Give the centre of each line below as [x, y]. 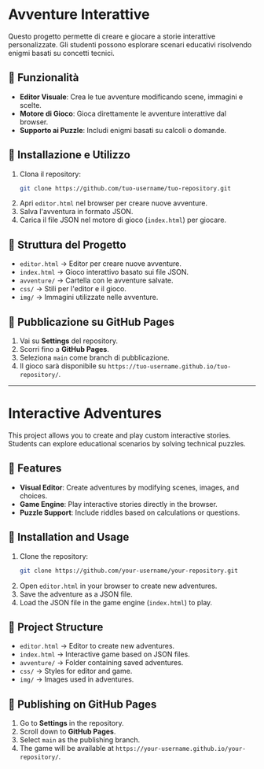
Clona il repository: [50, 174]
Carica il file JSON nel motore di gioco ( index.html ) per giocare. [123, 220]
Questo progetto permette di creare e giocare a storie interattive [112, 36]
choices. [33, 495]
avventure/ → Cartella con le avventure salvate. [97, 280]
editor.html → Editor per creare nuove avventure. [101, 264]
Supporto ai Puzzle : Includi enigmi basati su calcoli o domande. [123, 130]
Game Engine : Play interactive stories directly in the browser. [118, 504]
